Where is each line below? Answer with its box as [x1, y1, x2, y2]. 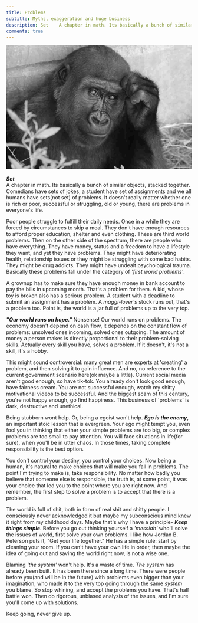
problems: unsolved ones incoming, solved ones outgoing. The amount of [6, 328, 186, 336]
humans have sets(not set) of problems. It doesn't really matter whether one [6, 194, 192, 201]
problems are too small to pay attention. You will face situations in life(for [6, 432, 183, 440]
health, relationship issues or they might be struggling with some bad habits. [6, 255, 192, 263]
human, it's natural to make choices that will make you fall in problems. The [6, 463, 189, 470]
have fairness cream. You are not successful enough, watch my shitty [6, 383, 176, 391]
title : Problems [6, 9, 46, 15]
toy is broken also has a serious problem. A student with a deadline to [6, 292, 175, 299]
